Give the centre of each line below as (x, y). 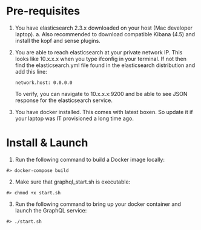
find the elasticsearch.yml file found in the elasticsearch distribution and (105, 65)
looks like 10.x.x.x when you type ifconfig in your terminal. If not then (100, 59)
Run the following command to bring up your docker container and (98, 204)
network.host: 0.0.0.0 (44, 83)
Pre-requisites (43, 11)
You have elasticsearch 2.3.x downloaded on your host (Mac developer (104, 28)
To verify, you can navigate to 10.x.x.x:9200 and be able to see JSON (101, 94)
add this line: (31, 71)
